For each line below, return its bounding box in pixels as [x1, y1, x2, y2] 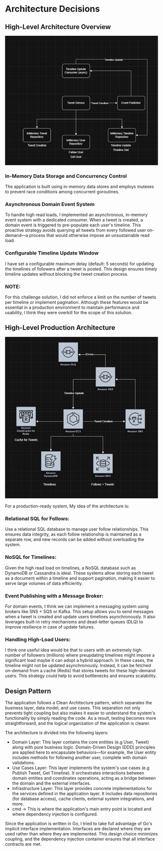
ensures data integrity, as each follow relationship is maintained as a [5, 532, 142, 537]
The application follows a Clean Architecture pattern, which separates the [5, 700, 152, 706]
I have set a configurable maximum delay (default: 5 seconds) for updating [5, 261, 154, 267]
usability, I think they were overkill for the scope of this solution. [5, 309, 132, 315]
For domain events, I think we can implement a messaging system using [5, 603, 149, 609]
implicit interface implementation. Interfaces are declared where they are [5, 826, 150, 832]
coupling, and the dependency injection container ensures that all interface [5, 836, 155, 842]
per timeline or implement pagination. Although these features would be [5, 299, 149, 305]
